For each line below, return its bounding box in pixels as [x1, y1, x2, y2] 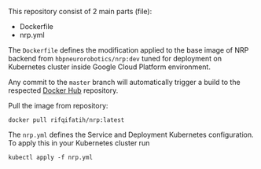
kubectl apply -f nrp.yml [8, 153, 93, 161]
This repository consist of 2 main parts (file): [8, 7, 153, 16]
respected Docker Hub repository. [8, 86, 119, 95]
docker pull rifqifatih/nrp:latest [8, 116, 125, 124]
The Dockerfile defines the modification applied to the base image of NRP [8, 46, 249, 54]
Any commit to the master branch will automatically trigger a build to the [8, 78, 241, 86]
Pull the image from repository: [8, 101, 108, 110]
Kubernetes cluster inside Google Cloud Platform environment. [8, 62, 211, 72]
